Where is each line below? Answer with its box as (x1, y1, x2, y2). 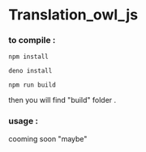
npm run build (8, 81, 57, 90)
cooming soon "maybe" (8, 133, 88, 143)
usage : (8, 116, 39, 127)
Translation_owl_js (8, 6, 139, 24)
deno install (8, 67, 53, 75)
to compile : (8, 35, 56, 46)
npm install (8, 53, 49, 61)
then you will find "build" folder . (8, 95, 117, 105)
